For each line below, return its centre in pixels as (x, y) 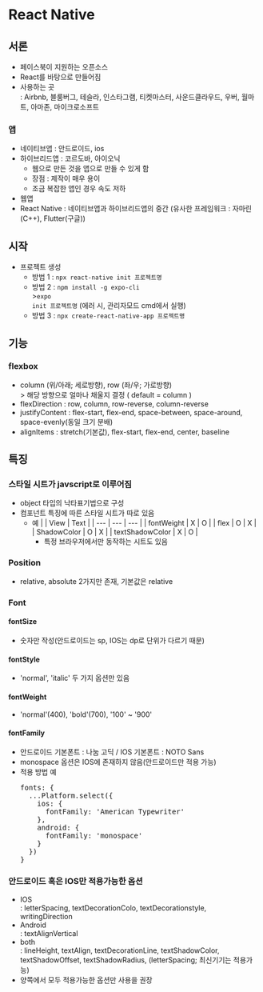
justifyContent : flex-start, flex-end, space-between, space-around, (131, 412)
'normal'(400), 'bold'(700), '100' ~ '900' (86, 714)
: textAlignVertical (49, 933)
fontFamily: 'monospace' (94, 835)
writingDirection (46, 916)
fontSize (23, 622)
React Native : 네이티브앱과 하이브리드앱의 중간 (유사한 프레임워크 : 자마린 (135, 209)
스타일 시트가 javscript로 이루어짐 (70, 484)
